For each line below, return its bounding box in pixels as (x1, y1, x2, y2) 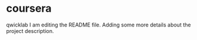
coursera (6, 2, 52, 15)
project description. (6, 27, 55, 34)
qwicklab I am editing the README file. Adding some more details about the (6, 21, 191, 28)
